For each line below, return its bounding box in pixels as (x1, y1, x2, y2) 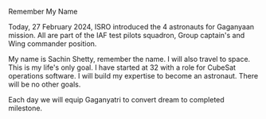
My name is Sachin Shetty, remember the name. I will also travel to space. (8, 55, 251, 63)
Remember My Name (8, 7, 78, 16)
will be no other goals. (8, 79, 81, 89)
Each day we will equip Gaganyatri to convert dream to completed (8, 95, 225, 104)
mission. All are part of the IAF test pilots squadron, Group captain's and (8, 31, 245, 40)
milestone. (8, 103, 42, 113)
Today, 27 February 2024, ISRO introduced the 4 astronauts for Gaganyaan (8, 22, 255, 31)
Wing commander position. (8, 39, 97, 48)
